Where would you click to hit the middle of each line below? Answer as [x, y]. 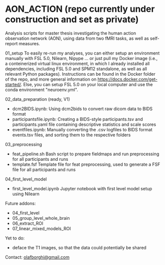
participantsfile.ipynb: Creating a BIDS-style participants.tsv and [77, 119]
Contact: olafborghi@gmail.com [37, 257]
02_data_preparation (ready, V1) [38, 99]
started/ [13, 84]
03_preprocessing [24, 144]
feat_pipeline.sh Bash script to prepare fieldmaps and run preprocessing [85, 154]
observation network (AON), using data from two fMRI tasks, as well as [77, 38]
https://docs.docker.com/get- [128, 79]
